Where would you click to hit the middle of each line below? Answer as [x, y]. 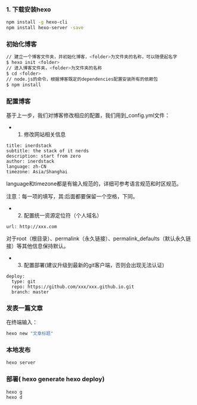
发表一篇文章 [25, 308]
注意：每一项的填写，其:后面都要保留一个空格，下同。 [72, 196]
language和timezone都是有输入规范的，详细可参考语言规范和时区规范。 [94, 183]
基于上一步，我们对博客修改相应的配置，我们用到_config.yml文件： [88, 115]
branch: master [30, 292]
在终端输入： [22, 322]
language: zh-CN [26, 166]
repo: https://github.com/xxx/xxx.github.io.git [73, 287]
